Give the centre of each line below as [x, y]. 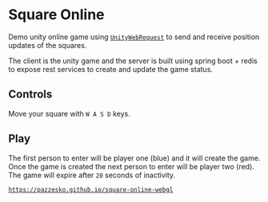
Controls [30, 95]
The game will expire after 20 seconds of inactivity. [92, 175]
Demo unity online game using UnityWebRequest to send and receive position [134, 37]
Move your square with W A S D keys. [69, 113]
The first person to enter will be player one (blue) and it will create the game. [134, 158]
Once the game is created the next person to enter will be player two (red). [131, 166]
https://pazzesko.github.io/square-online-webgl [91, 189]
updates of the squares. [48, 45]
